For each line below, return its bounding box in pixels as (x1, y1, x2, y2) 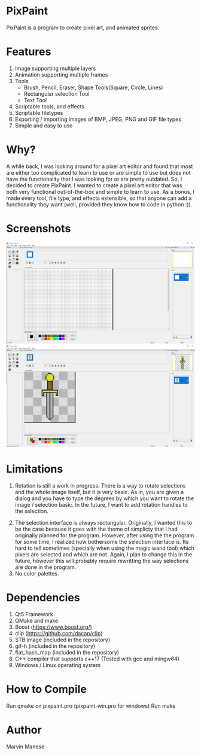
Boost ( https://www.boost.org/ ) (14, 623, 93, 631)
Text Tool (23, 96, 47, 103)
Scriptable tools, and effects (14, 103, 85, 110)
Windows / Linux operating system (14, 661, 100, 668)
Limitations (6, 462, 63, 476)
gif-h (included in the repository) (14, 642, 96, 650)
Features (6, 45, 51, 59)
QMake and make (14, 617, 59, 624)
